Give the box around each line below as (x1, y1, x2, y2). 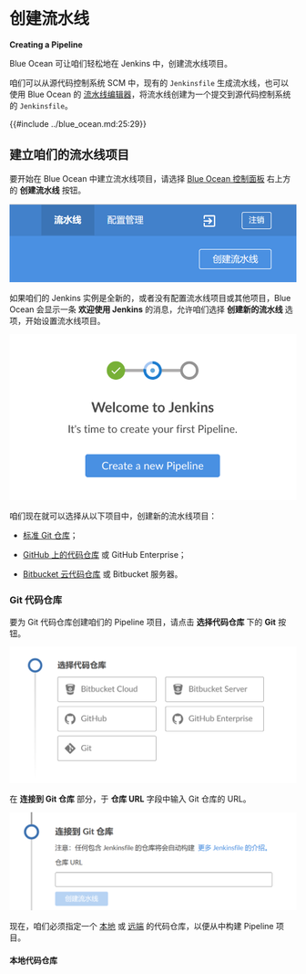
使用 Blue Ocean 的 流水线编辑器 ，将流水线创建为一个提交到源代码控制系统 (9, 89, 291, 99)
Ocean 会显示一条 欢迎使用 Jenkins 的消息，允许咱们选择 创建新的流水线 (9, 303, 283, 315)
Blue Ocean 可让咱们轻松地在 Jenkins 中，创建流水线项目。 (9, 58, 233, 68)
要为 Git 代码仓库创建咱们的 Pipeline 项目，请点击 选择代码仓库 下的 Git (9, 616, 276, 627)
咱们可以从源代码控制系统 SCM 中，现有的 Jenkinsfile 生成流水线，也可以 (9, 77, 290, 88)
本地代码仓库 (9, 955, 57, 966)
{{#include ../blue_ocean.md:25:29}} (9, 118, 148, 129)
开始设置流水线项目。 (25, 315, 106, 326)
